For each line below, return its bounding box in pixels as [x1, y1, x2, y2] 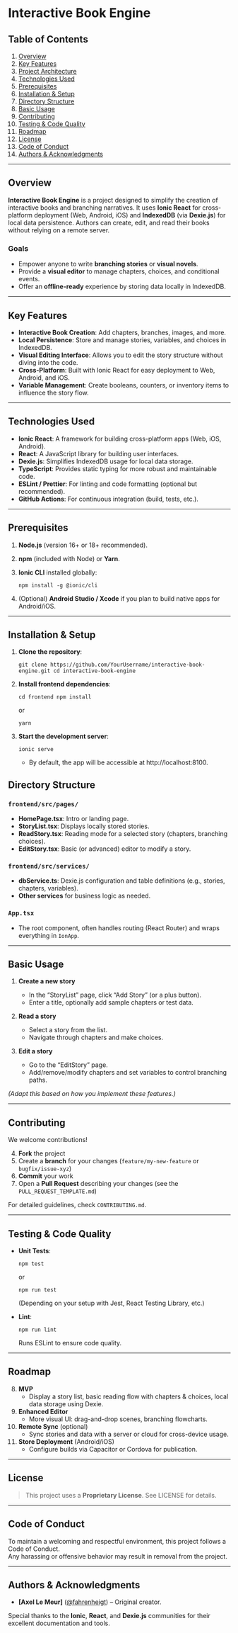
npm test [18, 1260, 44, 1267]
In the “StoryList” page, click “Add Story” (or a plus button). [28, 990, 202, 1000]
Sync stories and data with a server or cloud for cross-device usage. [28, 1430, 229, 1438]
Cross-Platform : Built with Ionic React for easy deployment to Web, [18, 366, 215, 374]
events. [18, 275, 40, 283]
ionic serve [18, 746, 54, 753]
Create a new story [18, 977, 76, 985]
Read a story [18, 1012, 56, 1021]
